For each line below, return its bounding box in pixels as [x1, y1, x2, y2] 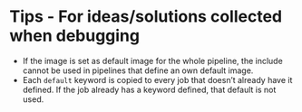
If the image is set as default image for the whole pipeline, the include [22, 55, 283, 66]
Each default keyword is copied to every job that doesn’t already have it [22, 74, 293, 85]
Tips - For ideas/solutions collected [9, 6, 283, 27]
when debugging [9, 25, 141, 46]
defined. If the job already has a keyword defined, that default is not [22, 84, 277, 95]
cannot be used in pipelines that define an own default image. [22, 65, 254, 76]
